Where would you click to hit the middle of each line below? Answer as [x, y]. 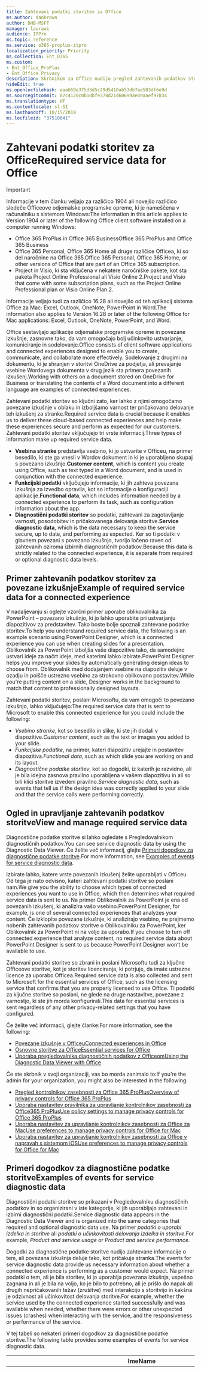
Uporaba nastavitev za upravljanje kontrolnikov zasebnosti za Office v [101, 1136]
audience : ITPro [26, 34]
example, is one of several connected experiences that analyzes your [92, 912]
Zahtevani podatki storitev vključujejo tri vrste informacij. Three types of [94, 433]
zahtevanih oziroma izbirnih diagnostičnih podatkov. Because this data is [104, 547]
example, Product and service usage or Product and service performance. [98, 1240]
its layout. [27, 762]
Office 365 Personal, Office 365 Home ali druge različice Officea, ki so [102, 251]
